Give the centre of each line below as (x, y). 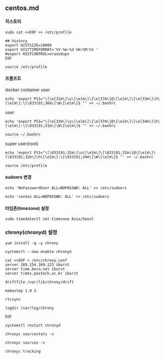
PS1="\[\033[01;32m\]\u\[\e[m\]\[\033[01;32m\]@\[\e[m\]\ (95, 153)
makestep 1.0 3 (21, 291)
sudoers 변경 (18, 177)
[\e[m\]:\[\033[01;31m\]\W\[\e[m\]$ (43, 126)
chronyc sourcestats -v (30, 334)
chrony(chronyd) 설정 (31, 232)
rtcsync (13, 299)
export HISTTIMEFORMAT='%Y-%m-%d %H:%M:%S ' (52, 50)
